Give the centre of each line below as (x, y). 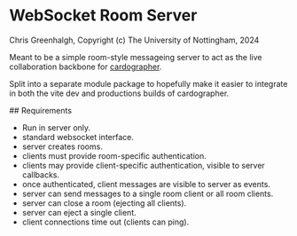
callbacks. (41, 175)
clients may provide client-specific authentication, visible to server (144, 165)
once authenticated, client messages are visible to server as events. (146, 184)
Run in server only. (56, 127)
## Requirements (41, 110)
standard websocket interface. (78, 137)
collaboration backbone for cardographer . (86, 67)
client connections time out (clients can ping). (106, 222)
